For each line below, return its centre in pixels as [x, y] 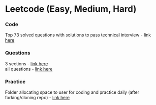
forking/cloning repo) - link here [37, 98]
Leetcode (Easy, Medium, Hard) [71, 9]
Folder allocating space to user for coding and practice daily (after [72, 92]
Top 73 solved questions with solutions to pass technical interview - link [78, 35]
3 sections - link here [27, 64]
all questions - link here [29, 69]
